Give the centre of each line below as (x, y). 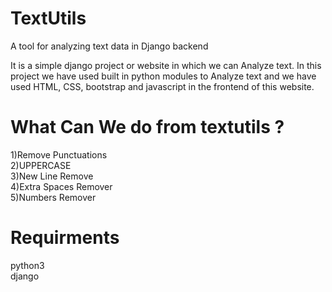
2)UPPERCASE (41, 165)
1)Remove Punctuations (59, 154)
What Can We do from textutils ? (147, 127)
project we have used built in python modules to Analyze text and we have (163, 76)
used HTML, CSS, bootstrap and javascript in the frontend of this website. (162, 86)
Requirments (65, 238)
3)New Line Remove (52, 176)
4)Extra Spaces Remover (61, 186)
